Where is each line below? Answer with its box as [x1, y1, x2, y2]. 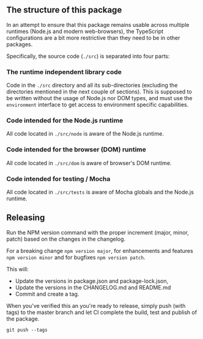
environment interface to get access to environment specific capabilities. [6, 101, 189, 109]
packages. [6, 40, 33, 48]
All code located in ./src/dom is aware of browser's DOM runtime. [6, 159, 172, 167]
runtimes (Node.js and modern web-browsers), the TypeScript [6, 27, 164, 35]
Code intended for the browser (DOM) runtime [6, 145, 147, 154]
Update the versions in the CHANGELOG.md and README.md [15, 283, 171, 291]
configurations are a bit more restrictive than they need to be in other [6, 34, 180, 42]
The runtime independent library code [6, 67, 122, 76]
